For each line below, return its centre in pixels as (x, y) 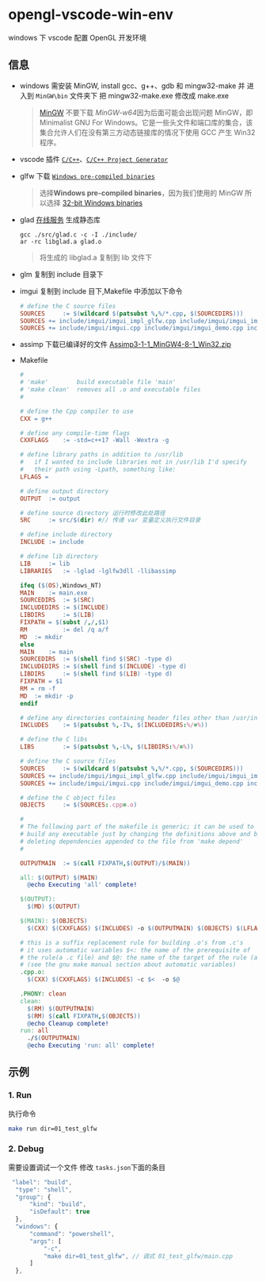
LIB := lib (45, 564)
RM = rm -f (38, 688)
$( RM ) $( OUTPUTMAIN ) (61, 1009)
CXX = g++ (36, 418)
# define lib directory (59, 556)
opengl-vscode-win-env (91, 15)
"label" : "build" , (42, 1182)
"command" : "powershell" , (72, 1234)
